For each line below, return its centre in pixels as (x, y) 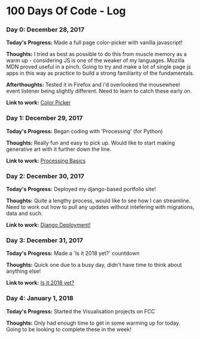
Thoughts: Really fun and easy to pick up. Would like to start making (90, 143)
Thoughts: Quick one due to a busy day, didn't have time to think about (94, 265)
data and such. (24, 214)
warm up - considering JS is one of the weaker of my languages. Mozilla (96, 60)
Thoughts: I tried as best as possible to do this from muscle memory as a (96, 54)
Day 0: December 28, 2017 (45, 30)
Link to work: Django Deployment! (48, 225)
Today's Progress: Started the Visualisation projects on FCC (81, 311)
